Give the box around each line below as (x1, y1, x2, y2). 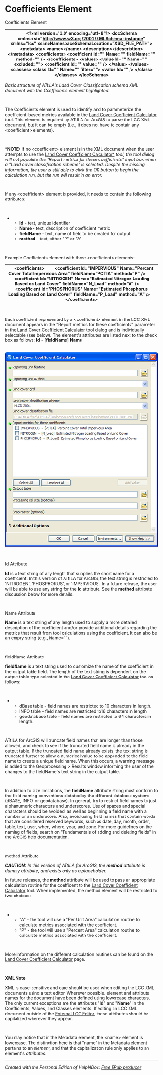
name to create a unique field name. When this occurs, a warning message (5, 758, 155, 764)
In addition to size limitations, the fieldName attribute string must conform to (5, 787, 158, 793)
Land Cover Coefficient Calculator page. (5, 956, 86, 962)
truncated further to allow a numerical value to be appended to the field (5, 753, 148, 759)
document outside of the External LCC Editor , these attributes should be (5, 1011, 149, 1016)
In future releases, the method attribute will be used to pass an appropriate (5, 877, 155, 883)
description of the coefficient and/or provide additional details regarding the (5, 624, 157, 630)
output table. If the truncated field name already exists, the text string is (5, 748, 148, 754)
